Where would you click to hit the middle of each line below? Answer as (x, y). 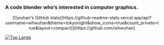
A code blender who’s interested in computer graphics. (72, 7)
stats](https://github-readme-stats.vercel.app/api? (101, 18)
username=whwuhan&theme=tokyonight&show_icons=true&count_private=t (82, 23)
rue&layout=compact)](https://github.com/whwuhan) (82, 28)
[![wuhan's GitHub (31, 18)
